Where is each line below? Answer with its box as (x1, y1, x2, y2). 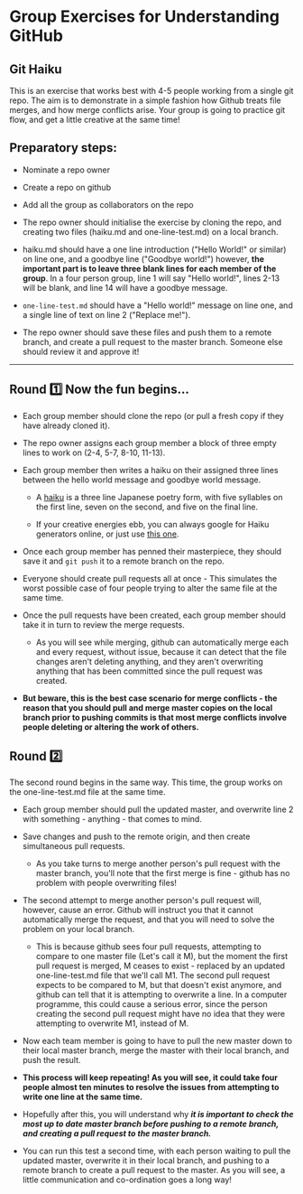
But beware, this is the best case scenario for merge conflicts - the (22, 693, 278, 704)
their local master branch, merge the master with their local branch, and (22, 1045, 289, 1056)
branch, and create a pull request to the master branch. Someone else (22, 336, 283, 347)
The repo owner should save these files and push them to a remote (22, 327, 272, 338)
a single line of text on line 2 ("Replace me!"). (22, 309, 191, 320)
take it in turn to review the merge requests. (22, 619, 185, 630)
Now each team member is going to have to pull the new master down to (22, 1036, 293, 1047)
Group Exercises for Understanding (9, 6, 280, 27)
